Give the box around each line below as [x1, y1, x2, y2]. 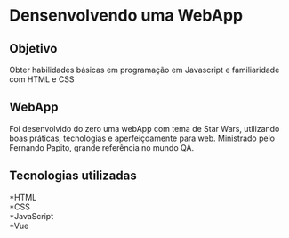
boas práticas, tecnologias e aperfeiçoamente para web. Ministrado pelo [9, 133, 276, 144]
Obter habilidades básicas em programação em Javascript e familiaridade [9, 64, 280, 75]
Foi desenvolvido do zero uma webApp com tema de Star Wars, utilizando [9, 123, 280, 134]
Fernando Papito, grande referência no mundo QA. [9, 142, 194, 152]
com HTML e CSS [9, 74, 75, 85]
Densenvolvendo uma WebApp [9, 5, 243, 26]
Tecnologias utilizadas [9, 168, 137, 184]
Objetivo [9, 41, 58, 56]
